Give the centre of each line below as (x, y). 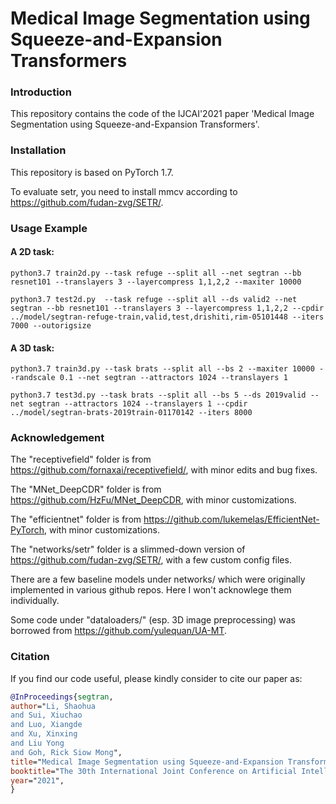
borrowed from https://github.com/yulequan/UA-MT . (119, 631)
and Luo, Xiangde (46, 725)
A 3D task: (32, 348)
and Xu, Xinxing (44, 734)
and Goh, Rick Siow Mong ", (66, 752)
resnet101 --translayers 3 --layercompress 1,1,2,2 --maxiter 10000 (156, 282)
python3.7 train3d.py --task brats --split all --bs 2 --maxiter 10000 (162, 369)
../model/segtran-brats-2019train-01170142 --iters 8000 (131, 413)
